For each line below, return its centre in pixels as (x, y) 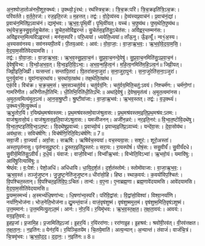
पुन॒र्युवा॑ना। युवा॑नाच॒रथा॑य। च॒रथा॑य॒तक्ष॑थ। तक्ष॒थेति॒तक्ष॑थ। (60, 78)
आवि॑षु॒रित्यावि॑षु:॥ (23, 161)
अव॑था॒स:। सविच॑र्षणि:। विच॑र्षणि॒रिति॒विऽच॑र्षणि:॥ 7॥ (55, 133)
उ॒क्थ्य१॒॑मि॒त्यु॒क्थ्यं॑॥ (24, 106)
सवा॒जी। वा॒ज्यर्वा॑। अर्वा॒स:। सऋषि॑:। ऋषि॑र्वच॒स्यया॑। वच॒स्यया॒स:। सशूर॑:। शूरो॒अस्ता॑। (89, 140)
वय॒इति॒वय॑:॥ (18, 216)
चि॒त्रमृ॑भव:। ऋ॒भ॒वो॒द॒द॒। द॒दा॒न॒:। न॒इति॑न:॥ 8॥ (50, 237)
